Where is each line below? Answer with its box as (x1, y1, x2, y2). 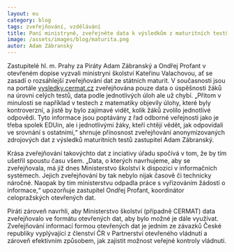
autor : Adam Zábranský (7, 42, 73, 49)
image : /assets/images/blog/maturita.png (7, 36, 130, 43)
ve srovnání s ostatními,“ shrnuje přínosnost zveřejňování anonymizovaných (7, 128, 225, 136)
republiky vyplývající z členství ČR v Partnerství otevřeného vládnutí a (7, 229, 208, 237)
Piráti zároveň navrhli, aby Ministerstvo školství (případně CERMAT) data (7, 207, 216, 215)
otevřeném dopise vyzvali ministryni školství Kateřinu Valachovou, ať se (7, 69, 213, 77)
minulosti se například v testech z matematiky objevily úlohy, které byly (7, 99, 211, 107)
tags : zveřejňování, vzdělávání (7, 23, 101, 30)
